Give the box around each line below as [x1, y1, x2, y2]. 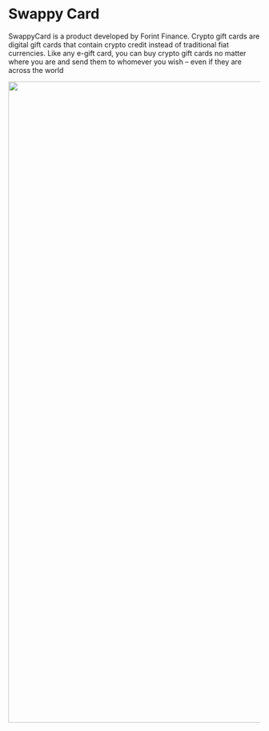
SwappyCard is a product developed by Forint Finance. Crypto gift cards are [8, 31, 260, 41]
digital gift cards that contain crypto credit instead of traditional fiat [8, 39, 230, 49]
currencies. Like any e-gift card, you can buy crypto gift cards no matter [8, 48, 247, 58]
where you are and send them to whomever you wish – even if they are [8, 57, 243, 67]
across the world [8, 65, 64, 75]
